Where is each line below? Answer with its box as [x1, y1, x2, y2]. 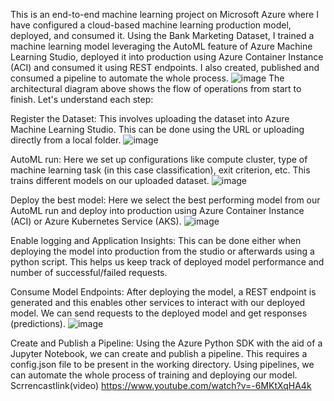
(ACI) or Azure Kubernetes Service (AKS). [10, 215, 182, 227]
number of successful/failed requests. [10, 267, 168, 278]
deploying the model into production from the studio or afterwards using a [10, 245, 315, 257]
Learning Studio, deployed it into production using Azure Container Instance [10, 51, 324, 63]
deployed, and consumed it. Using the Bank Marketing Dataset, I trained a [10, 30, 315, 41]
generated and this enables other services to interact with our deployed [10, 297, 306, 308]
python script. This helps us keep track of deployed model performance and [10, 256, 325, 268]
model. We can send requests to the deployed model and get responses [10, 307, 308, 319]
